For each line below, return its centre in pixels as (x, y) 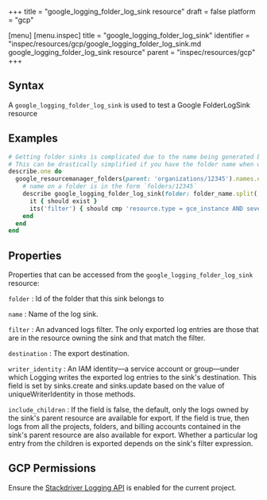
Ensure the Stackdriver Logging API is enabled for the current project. (122, 487)
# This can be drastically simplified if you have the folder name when (131, 164)
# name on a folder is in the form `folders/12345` (110, 186)
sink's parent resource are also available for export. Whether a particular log (133, 435)
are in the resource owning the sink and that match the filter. (107, 338)
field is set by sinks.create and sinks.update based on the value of (116, 386)
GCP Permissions (52, 469)
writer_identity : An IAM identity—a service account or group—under (124, 369)
